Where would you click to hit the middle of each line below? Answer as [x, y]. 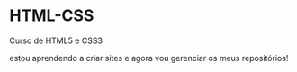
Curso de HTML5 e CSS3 [56, 40]
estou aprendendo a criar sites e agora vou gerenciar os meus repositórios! [149, 58]
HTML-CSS [52, 16]
